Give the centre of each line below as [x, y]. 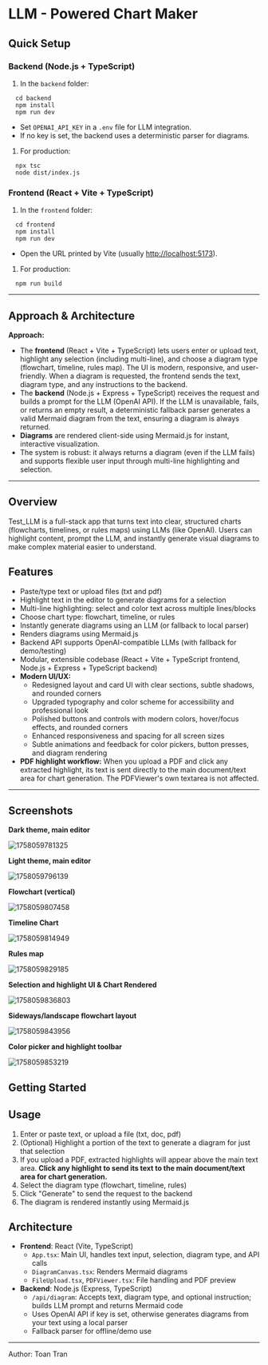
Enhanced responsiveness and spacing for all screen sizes [128, 736]
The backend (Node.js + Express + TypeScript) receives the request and [140, 393]
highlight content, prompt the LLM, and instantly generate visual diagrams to [134, 538]
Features [31, 572]
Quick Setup [39, 44]
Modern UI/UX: [45, 676]
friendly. [33, 376]
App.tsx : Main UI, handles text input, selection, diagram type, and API [146, 1255]
